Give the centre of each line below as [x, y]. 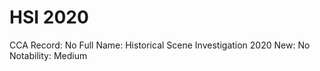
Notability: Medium [48, 55]
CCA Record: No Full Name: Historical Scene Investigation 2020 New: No [160, 45]
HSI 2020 [49, 17]
